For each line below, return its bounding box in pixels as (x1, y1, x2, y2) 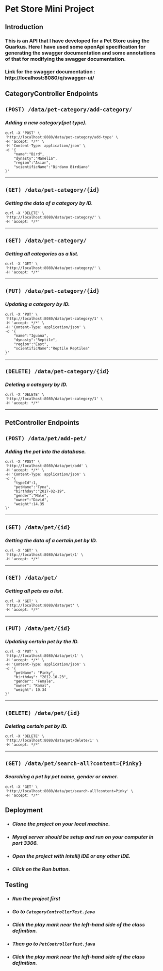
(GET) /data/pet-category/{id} (5, 186, 100, 193)
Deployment (5, 806, 43, 814)
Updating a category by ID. (5, 301, 70, 308)
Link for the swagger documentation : (5, 68, 96, 75)
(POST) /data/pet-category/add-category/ (5, 106, 132, 113)
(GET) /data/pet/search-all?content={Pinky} (5, 760, 142, 767)
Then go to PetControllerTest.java (12, 940, 96, 947)
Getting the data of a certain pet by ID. (5, 537, 98, 544)
